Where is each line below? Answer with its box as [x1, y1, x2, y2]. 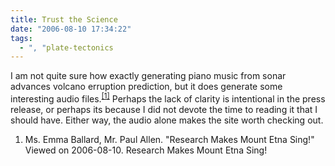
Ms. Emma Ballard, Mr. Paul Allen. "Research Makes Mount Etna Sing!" [24, 133, 315, 145]
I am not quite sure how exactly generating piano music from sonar [10, 70, 287, 82]
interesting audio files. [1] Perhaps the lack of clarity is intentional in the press [10, 91, 326, 105]
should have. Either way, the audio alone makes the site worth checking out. [10, 114, 324, 126]
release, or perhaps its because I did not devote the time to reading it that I [10, 103, 318, 115]
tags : [10, 33, 33, 43]
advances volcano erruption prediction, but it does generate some [10, 81, 283, 93]
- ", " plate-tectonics [19, 42, 114, 53]
